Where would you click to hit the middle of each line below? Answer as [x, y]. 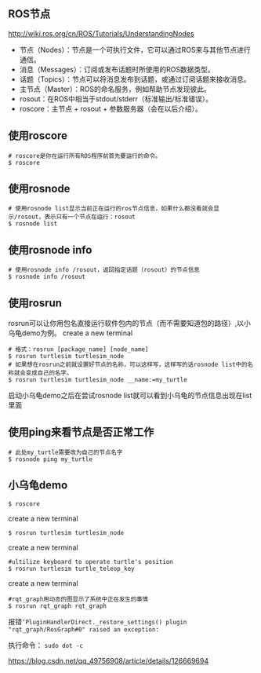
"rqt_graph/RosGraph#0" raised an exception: [83, 629]
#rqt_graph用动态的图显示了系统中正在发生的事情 [78, 599]
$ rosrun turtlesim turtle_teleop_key [71, 569]
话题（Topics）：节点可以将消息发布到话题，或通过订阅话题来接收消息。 [135, 79]
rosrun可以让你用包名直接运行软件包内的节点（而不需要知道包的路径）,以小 [129, 324]
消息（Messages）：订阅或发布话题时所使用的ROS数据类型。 [117, 69]
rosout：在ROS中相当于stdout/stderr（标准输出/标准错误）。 [116, 99]
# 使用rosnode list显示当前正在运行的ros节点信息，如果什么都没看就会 [111, 209]
